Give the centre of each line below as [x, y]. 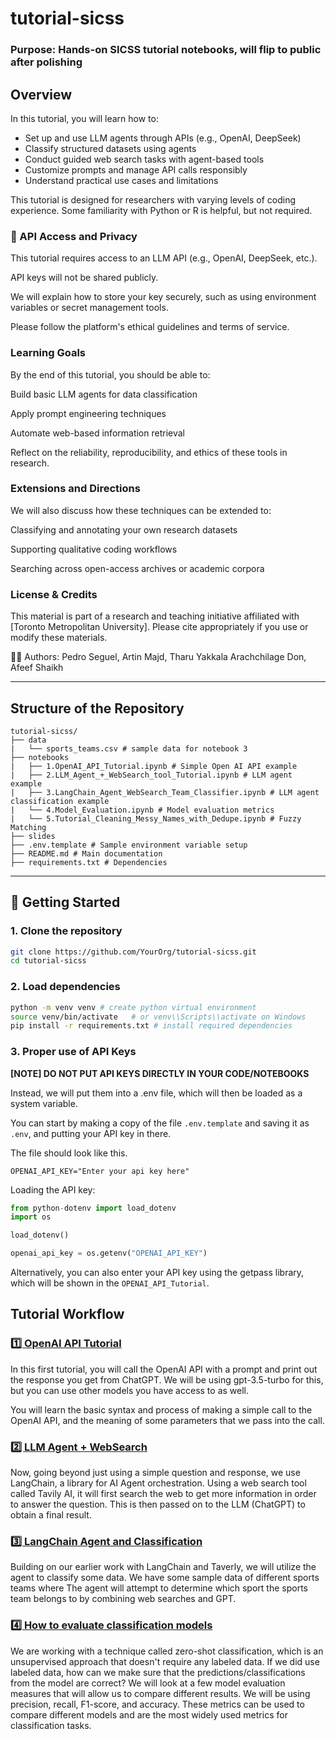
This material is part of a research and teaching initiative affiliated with [155, 616]
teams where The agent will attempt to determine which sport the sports [159, 1588]
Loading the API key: [53, 1189]
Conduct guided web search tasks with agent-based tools [144, 159]
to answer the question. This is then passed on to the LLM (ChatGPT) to [158, 1504]
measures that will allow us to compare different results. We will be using [160, 1693]
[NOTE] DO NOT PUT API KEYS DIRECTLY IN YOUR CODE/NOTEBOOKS [160, 1073]
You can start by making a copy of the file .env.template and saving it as [160, 1123]
